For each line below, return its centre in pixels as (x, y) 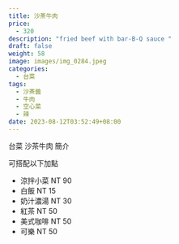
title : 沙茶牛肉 (33, 16)
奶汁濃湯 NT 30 (46, 201)
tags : (17, 84)
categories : (28, 69)
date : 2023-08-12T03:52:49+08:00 (65, 122)
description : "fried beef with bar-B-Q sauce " (90, 39)
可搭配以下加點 (33, 163)
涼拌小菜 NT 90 (46, 181)
